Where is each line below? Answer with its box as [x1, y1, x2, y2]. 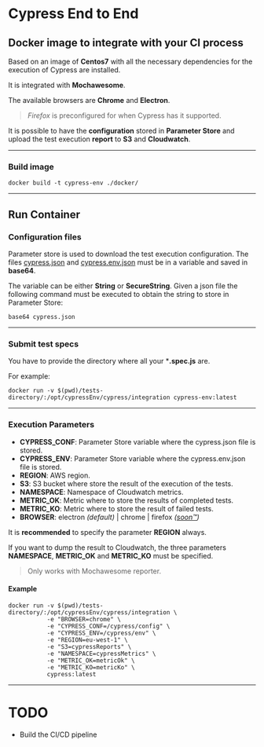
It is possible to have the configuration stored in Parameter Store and [8, 126, 235, 135]
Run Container [8, 207, 81, 221]
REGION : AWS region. [19, 471, 90, 480]
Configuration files [8, 231, 82, 242]
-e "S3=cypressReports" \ [46, 643, 132, 650]
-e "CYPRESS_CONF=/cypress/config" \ [46, 622, 170, 630]
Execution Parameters [8, 419, 95, 430]
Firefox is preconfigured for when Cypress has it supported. [27, 111, 222, 120]
